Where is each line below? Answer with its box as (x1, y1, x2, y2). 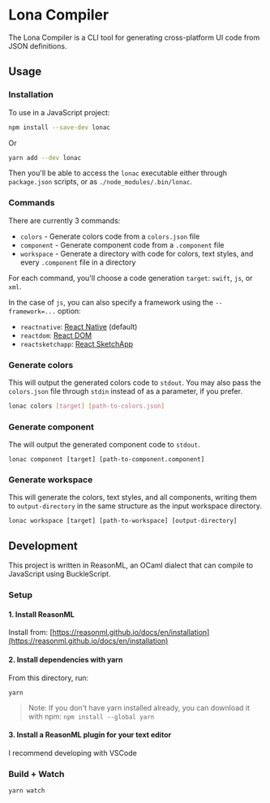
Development (8, 538, 79, 553)
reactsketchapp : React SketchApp (19, 339, 134, 348)
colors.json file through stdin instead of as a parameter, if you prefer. (8, 386, 243, 395)
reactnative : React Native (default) (19, 322, 138, 331)
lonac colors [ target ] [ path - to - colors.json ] (8, 402, 165, 410)
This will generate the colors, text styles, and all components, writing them (8, 493, 257, 503)
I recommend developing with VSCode (8, 748, 138, 758)
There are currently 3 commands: (8, 215, 121, 225)
